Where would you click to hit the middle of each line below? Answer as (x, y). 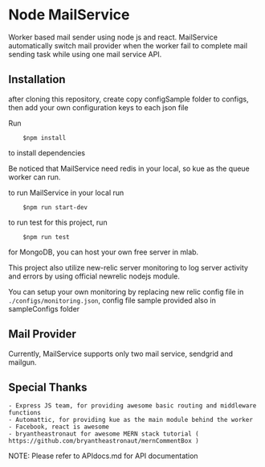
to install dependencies (47, 153)
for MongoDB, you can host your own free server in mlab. (104, 252)
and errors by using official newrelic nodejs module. (94, 276)
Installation (37, 79)
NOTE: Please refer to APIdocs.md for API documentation (103, 456)
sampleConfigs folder (44, 308)
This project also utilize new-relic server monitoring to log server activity (128, 267)
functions (25, 413)
